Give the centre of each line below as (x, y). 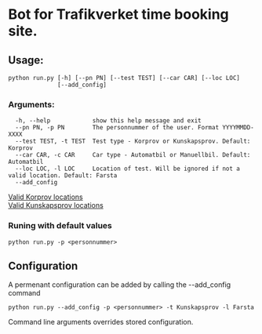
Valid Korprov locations (46, 197)
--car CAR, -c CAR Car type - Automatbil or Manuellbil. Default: (133, 155)
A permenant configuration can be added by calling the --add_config (120, 285)
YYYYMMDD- (238, 128)
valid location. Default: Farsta (63, 176)
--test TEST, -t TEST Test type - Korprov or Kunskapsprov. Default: (133, 142)
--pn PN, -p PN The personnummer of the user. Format (117, 128)
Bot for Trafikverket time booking (118, 15)
